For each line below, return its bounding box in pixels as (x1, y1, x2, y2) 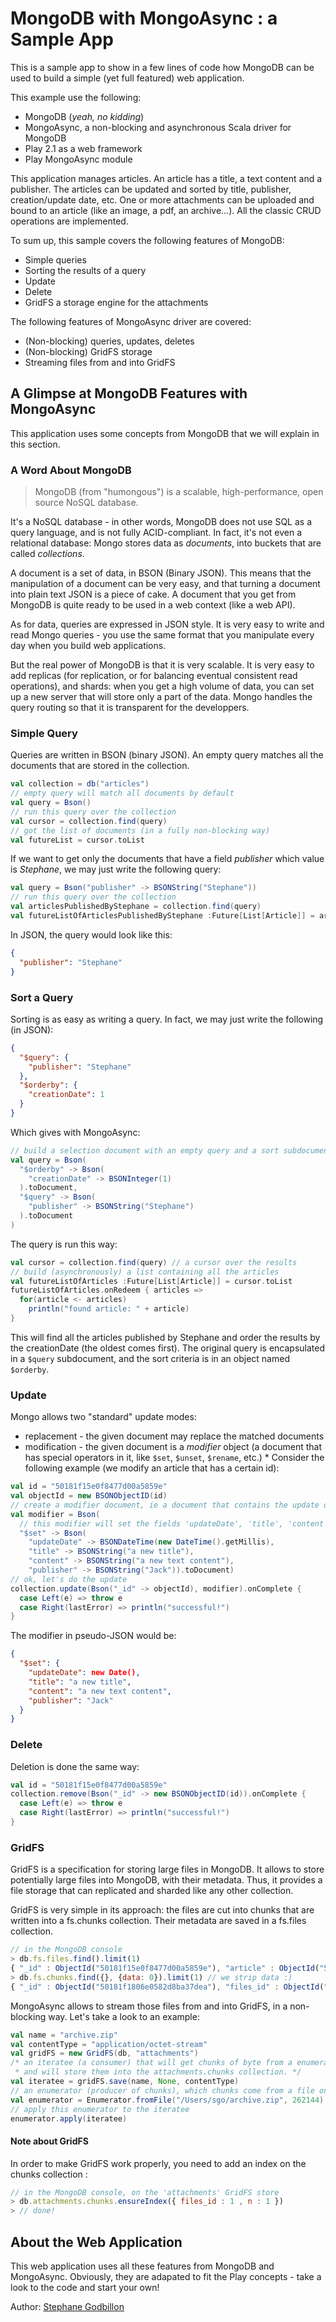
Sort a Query (10, 990, 74, 1004)
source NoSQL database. (34, 497, 139, 509)
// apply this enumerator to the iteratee (10, 2104, 190, 2114)
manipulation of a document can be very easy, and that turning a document (10, 578, 321, 590)
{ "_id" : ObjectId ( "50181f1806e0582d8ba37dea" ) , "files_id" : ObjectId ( (10, 1982, 325, 1992)
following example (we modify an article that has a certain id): (24, 1462, 280, 1474)
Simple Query (10, 726, 78, 740)
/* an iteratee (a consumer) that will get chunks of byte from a (10, 2058, 293, 2068)
